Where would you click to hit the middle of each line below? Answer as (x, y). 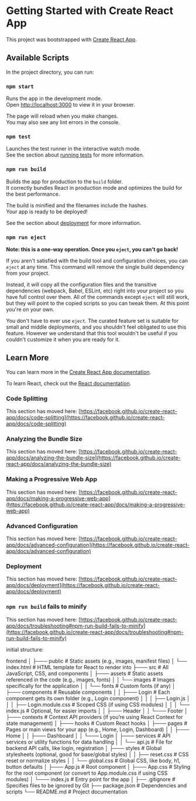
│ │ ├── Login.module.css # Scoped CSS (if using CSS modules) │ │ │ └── (98, 704)
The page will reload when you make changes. (62, 116)
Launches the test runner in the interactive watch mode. (74, 149)
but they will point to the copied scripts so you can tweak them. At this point (97, 303)
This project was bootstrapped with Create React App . (72, 39)
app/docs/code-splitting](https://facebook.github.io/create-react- (85, 418)
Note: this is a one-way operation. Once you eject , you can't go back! (92, 249)
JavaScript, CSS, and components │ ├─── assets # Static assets (85, 673)
